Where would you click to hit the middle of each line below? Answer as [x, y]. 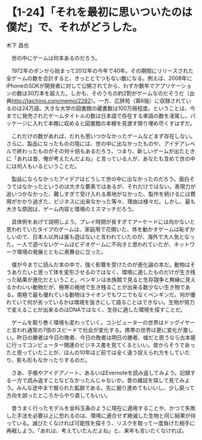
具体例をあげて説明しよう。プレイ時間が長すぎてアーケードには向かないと [103, 222]
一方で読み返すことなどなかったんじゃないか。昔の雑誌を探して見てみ [98, 380]
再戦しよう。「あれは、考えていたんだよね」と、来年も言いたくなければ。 [97, 430]
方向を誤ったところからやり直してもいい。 [59, 395]
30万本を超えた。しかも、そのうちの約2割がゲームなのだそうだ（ [108, 93]
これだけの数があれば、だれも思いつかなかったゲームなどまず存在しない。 [103, 136]
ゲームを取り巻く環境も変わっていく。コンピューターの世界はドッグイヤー [103, 322]
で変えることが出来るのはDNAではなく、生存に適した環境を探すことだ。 [96, 310]
